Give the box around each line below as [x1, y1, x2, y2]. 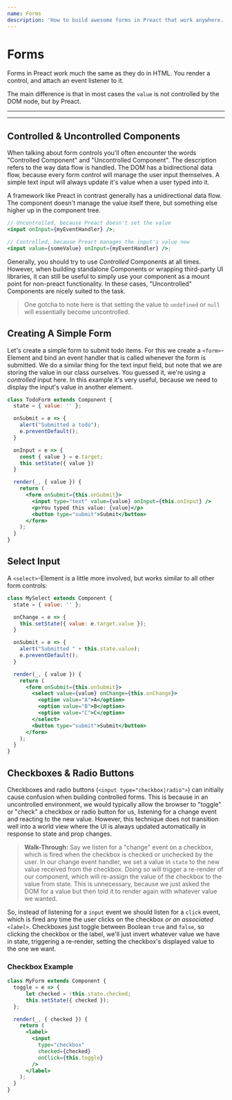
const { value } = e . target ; [19, 453, 104, 460]
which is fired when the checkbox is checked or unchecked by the [23, 850, 213, 859]
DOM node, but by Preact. [7, 98, 81, 106]
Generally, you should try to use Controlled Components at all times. [7, 257, 202, 266]
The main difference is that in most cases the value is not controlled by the [7, 90, 220, 98]
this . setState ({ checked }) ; [25, 997, 110, 1004]
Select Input [7, 556, 61, 567]
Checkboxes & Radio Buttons [7, 767, 135, 779]
